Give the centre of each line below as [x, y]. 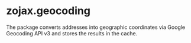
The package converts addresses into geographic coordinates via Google [96, 27]
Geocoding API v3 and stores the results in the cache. [72, 33]
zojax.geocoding [48, 11]
